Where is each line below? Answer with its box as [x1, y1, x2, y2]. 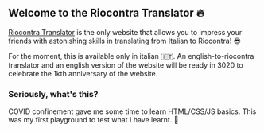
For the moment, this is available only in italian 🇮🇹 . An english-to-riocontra [8, 51, 254, 60]
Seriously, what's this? [8, 88, 99, 99]
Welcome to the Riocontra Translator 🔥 [8, 6, 204, 20]
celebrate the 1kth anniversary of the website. [8, 68, 158, 78]
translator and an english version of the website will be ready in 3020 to [8, 60, 244, 70]
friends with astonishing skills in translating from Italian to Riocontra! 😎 [8, 36, 241, 45]
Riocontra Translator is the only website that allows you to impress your [8, 27, 243, 37]
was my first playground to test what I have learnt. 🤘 [8, 115, 179, 125]
